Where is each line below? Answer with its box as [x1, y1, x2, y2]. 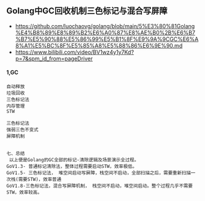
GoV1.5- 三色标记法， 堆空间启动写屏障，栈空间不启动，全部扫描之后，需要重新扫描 [6, 170, 191, 176]
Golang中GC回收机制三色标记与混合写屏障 [6, 5, 168, 16]
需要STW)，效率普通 [18, 177, 61, 183]
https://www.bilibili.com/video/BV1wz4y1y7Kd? [15, 48, 134, 56]
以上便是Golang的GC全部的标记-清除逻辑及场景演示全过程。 [9, 157, 139, 163]
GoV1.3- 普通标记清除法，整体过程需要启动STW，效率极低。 [6, 164, 137, 170]
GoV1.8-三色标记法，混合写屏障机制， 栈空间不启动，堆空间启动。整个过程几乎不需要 [6, 183, 193, 189]
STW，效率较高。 [6, 189, 42, 196]
